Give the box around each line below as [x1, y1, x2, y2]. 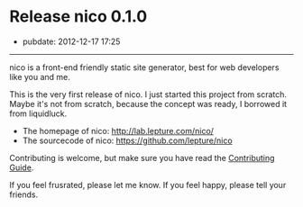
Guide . [9, 162, 34, 173]
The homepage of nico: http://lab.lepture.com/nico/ [22, 125, 215, 136]
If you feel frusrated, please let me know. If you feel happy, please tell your [9, 179, 287, 190]
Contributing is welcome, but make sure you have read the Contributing [9, 152, 275, 163]
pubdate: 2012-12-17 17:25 [22, 36, 121, 47]
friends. [9, 189, 39, 200]
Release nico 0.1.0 [9, 6, 148, 27]
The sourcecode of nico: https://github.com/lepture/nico [22, 135, 233, 146]
